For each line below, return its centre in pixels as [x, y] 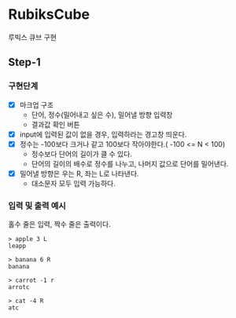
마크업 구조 [37, 104]
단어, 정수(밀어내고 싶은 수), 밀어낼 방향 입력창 [102, 115]
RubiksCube [49, 15]
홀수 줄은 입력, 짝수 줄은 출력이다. [60, 225]
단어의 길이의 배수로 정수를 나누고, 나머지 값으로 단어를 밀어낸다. [130, 163]
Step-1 [24, 62]
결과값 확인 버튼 [55, 124]
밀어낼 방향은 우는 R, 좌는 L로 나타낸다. [79, 174]
